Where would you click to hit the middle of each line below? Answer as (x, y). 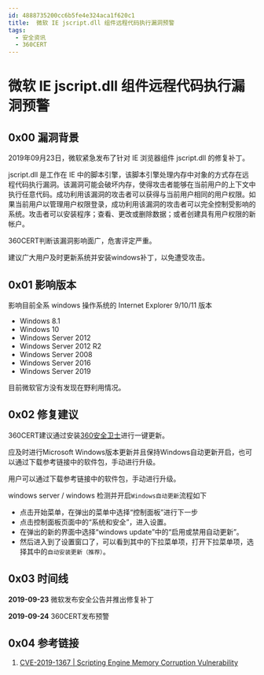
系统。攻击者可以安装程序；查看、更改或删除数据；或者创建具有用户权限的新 (132, 214)
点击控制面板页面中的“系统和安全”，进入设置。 (95, 522)
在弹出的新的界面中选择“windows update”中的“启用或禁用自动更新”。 (131, 531)
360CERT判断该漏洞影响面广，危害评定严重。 (82, 241)
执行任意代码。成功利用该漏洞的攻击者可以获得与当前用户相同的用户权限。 (128, 195)
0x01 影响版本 (42, 285)
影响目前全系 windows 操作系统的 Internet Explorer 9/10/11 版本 (110, 305)
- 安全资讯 (31, 37)
